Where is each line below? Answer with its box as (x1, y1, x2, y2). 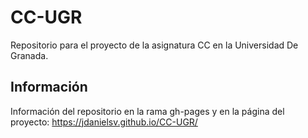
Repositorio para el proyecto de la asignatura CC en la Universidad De (10, 39, 299, 51)
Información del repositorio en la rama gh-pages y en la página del (10, 105, 285, 117)
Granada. (10, 49, 49, 61)
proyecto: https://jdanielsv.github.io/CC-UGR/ (10, 116, 198, 128)
